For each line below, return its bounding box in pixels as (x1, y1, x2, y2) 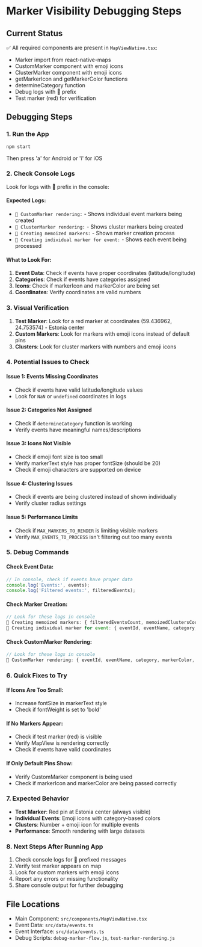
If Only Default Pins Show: (6, 759, 73, 767)
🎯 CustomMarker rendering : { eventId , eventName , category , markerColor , (6, 657, 195, 663)
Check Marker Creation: (6, 600, 68, 608)
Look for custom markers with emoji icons (14, 869, 119, 876)
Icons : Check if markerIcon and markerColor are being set (14, 282, 160, 289)
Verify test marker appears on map (14, 862, 102, 870)
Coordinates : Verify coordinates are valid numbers (14, 289, 141, 296)
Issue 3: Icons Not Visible (6, 440, 72, 447)
